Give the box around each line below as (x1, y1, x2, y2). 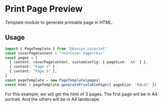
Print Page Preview (5, 3, 83, 15)
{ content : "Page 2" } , (9, 64, 57, 69)
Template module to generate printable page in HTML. (5, 19, 113, 25)
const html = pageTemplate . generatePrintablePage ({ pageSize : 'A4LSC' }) (5, 82, 157, 87)
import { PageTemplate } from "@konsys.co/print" (5, 46, 107, 51)
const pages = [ (5, 55, 38, 60)
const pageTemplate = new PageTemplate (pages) (5, 77, 101, 83)
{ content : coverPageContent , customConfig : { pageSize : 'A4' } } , (9, 60, 148, 65)
